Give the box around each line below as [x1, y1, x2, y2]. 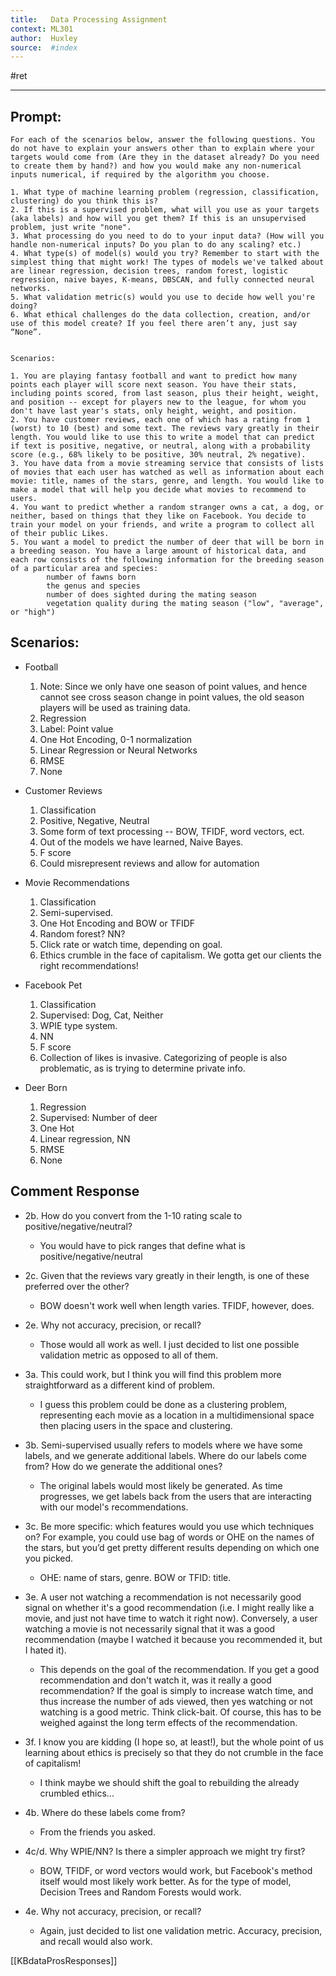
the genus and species [46, 581, 141, 591]
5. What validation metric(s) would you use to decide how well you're [10, 292, 315, 303]
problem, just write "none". [10, 222, 132, 233]
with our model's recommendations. [39, 1501, 189, 1513]
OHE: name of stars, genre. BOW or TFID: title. [39, 1571, 232, 1583]
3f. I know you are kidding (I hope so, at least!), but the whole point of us [24, 1736, 324, 1748]
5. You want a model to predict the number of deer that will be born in [10, 537, 325, 548]
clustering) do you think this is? [10, 196, 159, 206]
